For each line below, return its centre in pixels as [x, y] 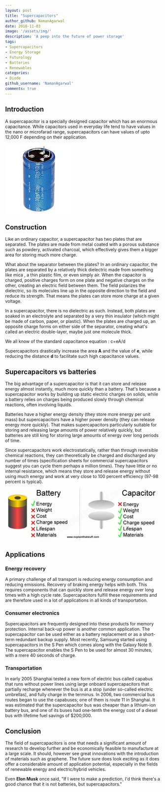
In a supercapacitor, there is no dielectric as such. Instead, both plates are [80, 311]
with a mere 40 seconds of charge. [41, 656]
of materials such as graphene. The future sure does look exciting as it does [82, 759]
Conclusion [23, 731]
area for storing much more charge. [41, 255]
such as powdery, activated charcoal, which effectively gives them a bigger [82, 250]
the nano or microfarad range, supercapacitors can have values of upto [78, 132]
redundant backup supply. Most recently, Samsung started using [81, 640]
